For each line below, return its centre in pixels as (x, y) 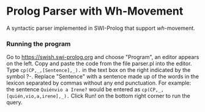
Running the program (39, 44)
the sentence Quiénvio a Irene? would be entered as (73, 89)
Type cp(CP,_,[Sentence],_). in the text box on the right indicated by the (99, 70)
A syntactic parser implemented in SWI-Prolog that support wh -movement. (101, 28)
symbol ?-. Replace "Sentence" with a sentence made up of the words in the (102, 77)
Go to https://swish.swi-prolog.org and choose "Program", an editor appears (103, 57)
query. (14, 102)
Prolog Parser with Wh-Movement (95, 11)
